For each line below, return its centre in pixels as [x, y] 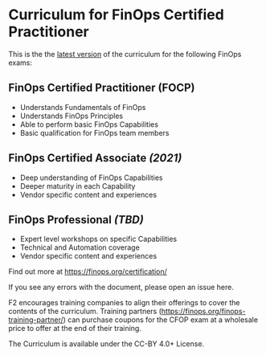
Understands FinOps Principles [72, 116]
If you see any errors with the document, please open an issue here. [121, 288]
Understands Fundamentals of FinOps [83, 107]
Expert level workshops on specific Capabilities [98, 239]
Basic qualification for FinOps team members [94, 133]
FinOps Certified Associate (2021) [95, 158]
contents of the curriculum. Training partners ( [85, 312]
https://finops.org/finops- [203, 312]
